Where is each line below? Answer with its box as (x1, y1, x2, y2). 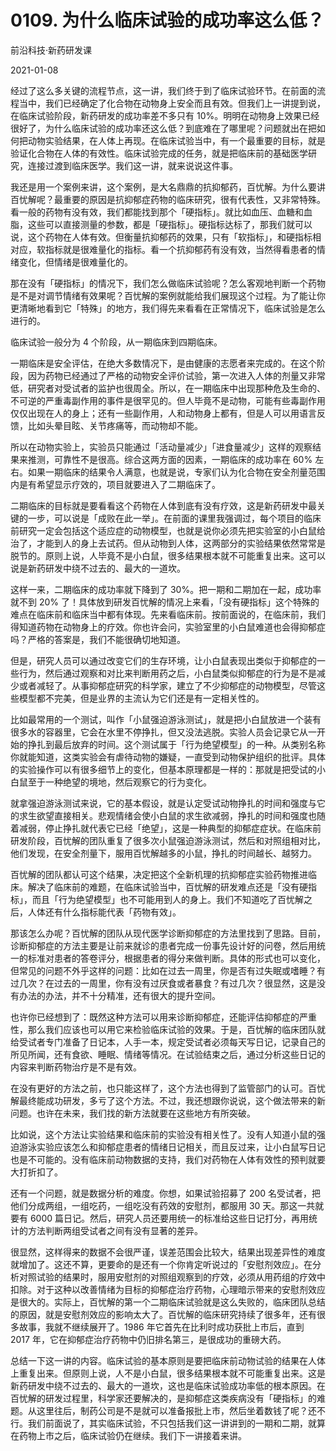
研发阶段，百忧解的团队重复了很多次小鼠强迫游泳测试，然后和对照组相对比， (10, 834, 326, 846)
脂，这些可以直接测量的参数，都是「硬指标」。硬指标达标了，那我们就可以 (10, 218, 313, 230)
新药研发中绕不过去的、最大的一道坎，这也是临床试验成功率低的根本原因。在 (10, 1379, 326, 1391)
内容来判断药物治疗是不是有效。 (10, 1061, 142, 1073)
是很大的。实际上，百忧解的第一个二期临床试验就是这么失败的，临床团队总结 (10, 1296, 326, 1308)
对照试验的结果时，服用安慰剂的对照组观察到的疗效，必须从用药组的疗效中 (18, 1271, 326, 1283)
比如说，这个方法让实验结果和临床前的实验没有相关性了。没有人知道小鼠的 (10, 1128, 317, 1140)
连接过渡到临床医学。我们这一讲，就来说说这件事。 (27, 159, 238, 171)
